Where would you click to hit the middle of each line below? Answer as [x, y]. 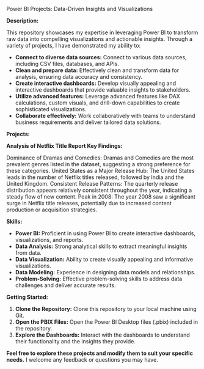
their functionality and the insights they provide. [75, 341]
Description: [22, 20]
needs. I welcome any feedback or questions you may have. [82, 360]
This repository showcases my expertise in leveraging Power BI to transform [102, 32]
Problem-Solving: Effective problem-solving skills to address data [99, 279]
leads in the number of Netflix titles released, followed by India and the [95, 177]
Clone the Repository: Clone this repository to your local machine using [106, 309]
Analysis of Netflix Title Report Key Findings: [64, 146]
